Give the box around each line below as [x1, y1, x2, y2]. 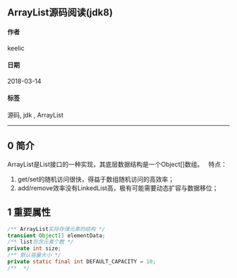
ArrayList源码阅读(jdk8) [7, 6, 113, 19]
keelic [7, 44, 25, 52]
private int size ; [7, 245, 61, 252]
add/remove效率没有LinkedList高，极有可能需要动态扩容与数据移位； [17, 184, 219, 192]
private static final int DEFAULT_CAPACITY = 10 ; [7, 258, 157, 265]
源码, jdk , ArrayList [7, 111, 63, 119]
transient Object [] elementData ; [7, 232, 106, 239]
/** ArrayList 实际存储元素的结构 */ [7, 225, 106, 232]
